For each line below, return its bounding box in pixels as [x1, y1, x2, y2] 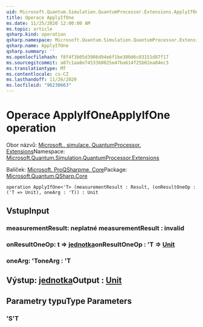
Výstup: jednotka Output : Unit [6, 275, 122, 286]
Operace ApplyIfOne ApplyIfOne [6, 109, 170, 122]
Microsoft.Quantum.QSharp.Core [6, 172, 88, 180]
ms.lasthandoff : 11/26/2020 [6, 76, 77, 83]
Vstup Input [6, 206, 50, 216]
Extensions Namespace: [6, 147, 65, 155]
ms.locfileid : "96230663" [6, 83, 71, 89]
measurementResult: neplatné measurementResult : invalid [6, 224, 184, 232]
